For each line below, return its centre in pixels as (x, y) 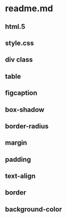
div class (19, 60)
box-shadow (25, 110)
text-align (20, 176)
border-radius (27, 126)
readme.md (29, 9)
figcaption (21, 93)
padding (18, 159)
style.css (20, 43)
